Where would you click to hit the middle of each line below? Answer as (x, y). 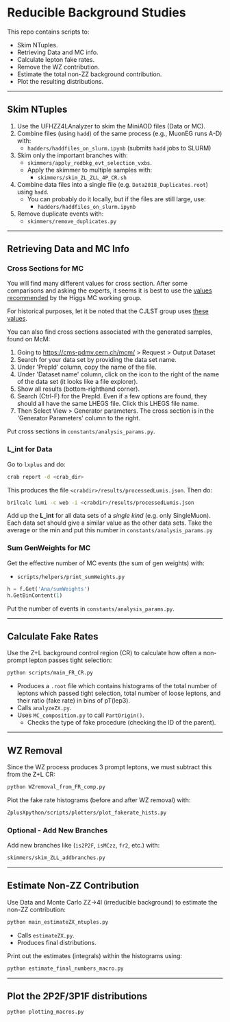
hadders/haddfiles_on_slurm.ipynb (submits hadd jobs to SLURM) (119, 148)
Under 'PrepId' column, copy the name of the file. (87, 367)
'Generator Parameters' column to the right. (78, 418)
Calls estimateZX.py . (46, 935)
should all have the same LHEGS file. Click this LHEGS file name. (108, 404)
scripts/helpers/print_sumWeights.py (71, 577)
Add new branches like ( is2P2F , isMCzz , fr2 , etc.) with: (84, 845)
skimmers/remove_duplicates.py (72, 221)
